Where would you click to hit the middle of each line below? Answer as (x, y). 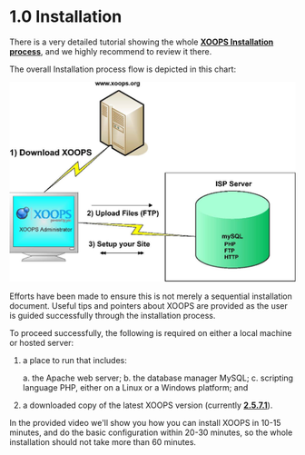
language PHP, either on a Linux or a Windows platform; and (135, 387)
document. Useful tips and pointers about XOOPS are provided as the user (149, 305)
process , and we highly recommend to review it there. (111, 51)
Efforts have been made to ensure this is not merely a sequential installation (151, 296)
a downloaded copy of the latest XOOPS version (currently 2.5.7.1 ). (148, 405)
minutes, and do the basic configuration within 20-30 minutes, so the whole (151, 432)
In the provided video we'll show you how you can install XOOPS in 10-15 (145, 422)
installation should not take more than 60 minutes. (103, 441)
